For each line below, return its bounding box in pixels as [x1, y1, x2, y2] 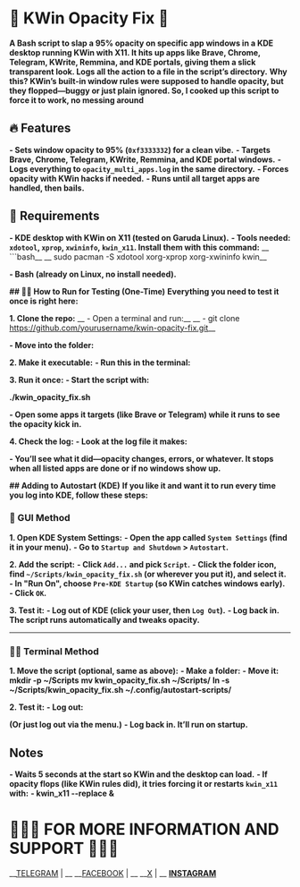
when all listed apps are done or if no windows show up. [9, 463, 221, 473]
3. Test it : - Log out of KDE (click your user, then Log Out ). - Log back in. [9, 604, 279, 616]
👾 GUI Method [9, 512, 71, 525]
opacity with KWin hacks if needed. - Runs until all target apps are [9, 173, 261, 183]
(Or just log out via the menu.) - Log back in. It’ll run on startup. [9, 720, 248, 730]
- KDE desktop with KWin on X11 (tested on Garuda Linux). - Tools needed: [9, 232, 291, 243]
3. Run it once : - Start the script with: [9, 374, 150, 385]
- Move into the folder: [9, 339, 95, 350]
